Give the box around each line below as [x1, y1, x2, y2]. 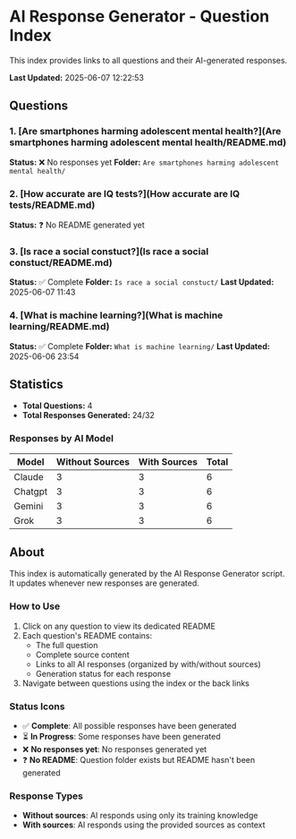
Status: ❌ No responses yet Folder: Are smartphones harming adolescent [9, 157, 280, 167]
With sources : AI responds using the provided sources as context [21, 819, 266, 830]
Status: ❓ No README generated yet [9, 219, 145, 230]
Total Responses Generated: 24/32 [21, 410, 155, 421]
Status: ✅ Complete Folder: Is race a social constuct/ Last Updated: [9, 277, 275, 287]
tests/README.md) [9, 199, 96, 211]
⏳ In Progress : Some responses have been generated [21, 732, 221, 742]
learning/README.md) [9, 321, 110, 333]
